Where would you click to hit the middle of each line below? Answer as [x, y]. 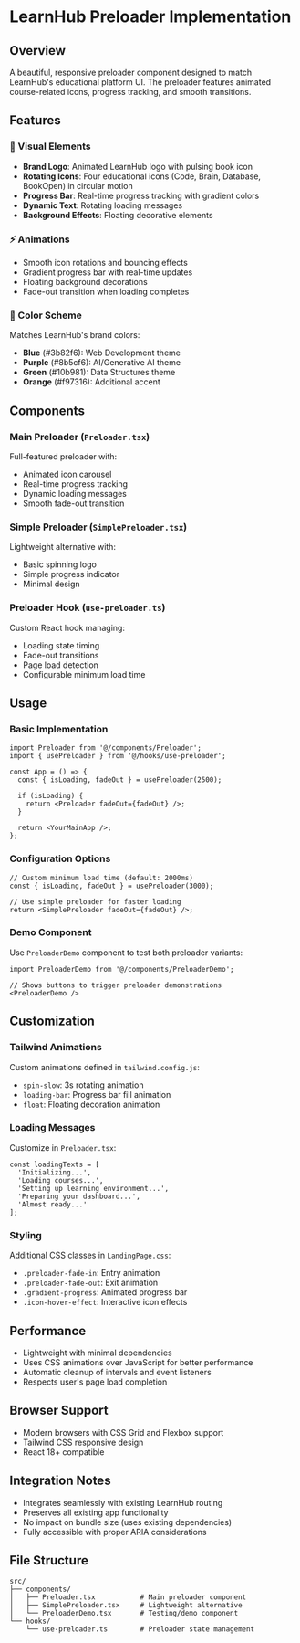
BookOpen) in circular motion [78, 185]
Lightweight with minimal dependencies [97, 1353]
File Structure [49, 1560]
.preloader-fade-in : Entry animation [91, 1273]
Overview [38, 51]
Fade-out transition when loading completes [106, 291]
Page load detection [60, 665]
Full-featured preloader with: [63, 456]
